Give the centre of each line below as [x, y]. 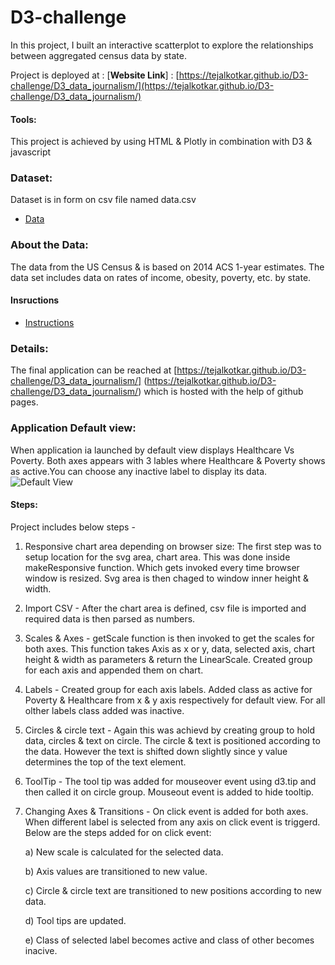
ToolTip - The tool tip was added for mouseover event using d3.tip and [170, 781]
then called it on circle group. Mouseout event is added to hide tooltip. [169, 792]
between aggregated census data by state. [99, 55]
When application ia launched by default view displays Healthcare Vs [152, 450]
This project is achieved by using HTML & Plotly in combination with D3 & [161, 142]
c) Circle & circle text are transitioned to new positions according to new [173, 890]
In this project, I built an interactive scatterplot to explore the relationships [162, 45]
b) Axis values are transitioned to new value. [116, 871]
